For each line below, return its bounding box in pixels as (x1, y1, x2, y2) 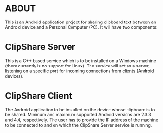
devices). (5, 73, 24, 79)
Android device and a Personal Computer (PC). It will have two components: (5, 24, 158, 30)
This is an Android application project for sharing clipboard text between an (5, 19, 157, 25)
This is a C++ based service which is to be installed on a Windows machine (5, 57, 157, 64)
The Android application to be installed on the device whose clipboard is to (5, 106, 155, 112)
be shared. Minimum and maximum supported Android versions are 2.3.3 (5, 111, 152, 117)
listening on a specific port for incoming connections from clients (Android (5, 68, 154, 74)
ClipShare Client (5, 90, 72, 102)
